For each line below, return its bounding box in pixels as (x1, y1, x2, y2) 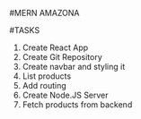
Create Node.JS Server (22, 89, 110, 100)
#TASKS (9, 25, 40, 35)
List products (22, 71, 72, 81)
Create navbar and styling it (22, 62, 126, 72)
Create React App (22, 42, 89, 53)
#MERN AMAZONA (9, 8, 80, 18)
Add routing (22, 81, 67, 90)
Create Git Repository (22, 52, 103, 62)
